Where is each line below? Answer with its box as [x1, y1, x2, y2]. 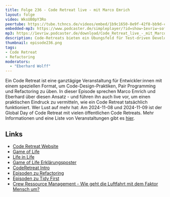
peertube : [5, 21, 26, 27]
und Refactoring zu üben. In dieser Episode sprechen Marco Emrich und [5, 88, 156, 94]
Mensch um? [12, 186, 40, 192]
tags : [5, 45, 17, 50]
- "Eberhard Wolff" [10, 64, 51, 69]
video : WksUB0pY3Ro [5, 17, 47, 22]
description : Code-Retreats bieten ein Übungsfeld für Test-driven [5, 36, 151, 41]
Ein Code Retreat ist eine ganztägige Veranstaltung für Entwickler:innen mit [5, 78, 162, 84]
